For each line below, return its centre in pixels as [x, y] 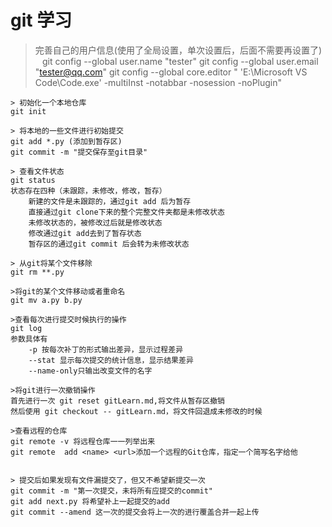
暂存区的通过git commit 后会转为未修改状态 [109, 244]
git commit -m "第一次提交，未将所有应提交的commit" [111, 491]
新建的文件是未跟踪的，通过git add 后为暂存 [110, 201]
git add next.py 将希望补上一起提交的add [90, 501]
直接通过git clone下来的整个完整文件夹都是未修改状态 [126, 212]
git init [28, 111]
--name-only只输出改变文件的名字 [90, 371]
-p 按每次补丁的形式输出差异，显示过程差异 [106, 349]
